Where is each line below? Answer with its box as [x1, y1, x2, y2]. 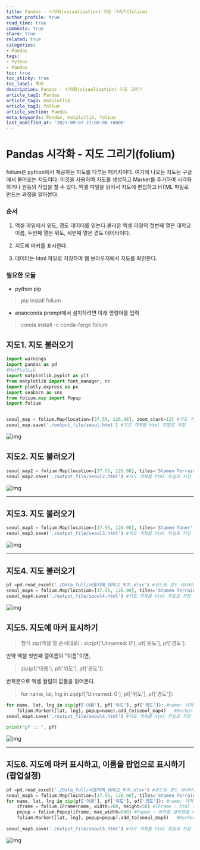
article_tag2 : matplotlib [6, 97, 70, 103]
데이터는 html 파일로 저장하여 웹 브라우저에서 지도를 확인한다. [14, 255, 158, 262]
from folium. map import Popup [6, 395, 82, 401]
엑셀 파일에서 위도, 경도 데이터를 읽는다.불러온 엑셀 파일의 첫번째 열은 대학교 [14, 222, 192, 229]
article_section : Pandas [6, 109, 68, 115]
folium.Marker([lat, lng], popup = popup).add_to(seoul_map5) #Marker [17, 815, 196, 821]
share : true [6, 31, 36, 37]
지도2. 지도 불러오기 [6, 452, 76, 462]
